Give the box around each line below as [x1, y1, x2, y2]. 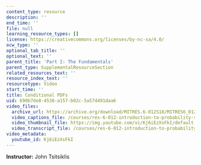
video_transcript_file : [11, 126, 71, 132]
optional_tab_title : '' [6, 48, 66, 54]
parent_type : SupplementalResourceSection [6, 64, 114, 71]
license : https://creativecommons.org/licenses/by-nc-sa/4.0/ [6, 36, 165, 42]
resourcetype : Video [6, 81, 58, 87]
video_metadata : [6, 131, 47, 137]
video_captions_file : [11, 114, 66, 120]
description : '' [6, 14, 47, 20]
